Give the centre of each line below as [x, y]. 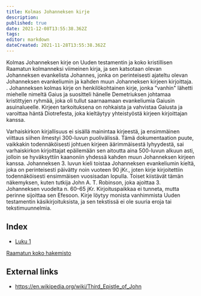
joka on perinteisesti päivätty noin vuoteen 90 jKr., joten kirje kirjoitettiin [95, 169]
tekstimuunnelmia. [29, 208]
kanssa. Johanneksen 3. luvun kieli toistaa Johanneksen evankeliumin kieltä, [101, 163]
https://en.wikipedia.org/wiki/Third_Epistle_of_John [78, 286]
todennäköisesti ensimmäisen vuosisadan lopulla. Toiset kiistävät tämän [95, 176]
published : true [26, 23]
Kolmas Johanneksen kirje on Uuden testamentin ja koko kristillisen [89, 62]
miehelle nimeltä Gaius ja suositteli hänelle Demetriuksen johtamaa [88, 94]
